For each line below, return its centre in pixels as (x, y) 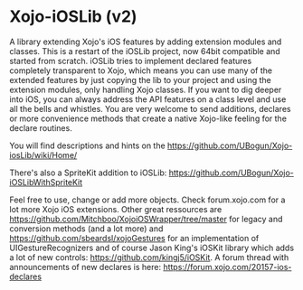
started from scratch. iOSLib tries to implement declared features (131, 61)
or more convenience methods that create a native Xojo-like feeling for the (148, 118)
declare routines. (41, 127)
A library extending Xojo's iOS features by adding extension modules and (146, 42)
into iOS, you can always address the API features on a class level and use (148, 99)
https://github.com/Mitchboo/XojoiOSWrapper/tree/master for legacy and (146, 219)
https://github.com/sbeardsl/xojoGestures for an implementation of (134, 238)
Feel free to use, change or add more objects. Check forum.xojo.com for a (147, 200)
